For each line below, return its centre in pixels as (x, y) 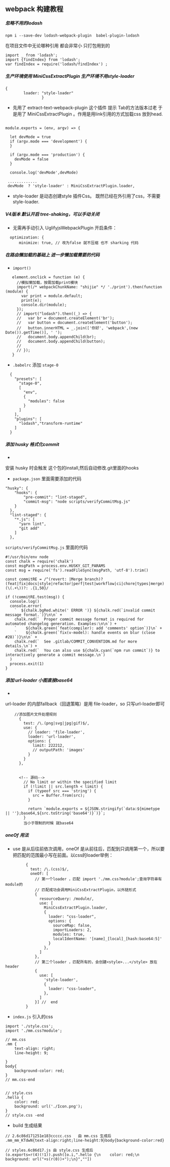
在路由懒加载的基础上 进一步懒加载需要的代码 (53, 255)
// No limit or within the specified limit (70, 782)
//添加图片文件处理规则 (36, 714)
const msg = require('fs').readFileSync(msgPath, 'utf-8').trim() (77, 571)
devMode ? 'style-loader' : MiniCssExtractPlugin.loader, (71, 186)
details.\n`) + (21, 646)
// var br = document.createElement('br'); (65, 318)
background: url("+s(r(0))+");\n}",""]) (49, 1159)
